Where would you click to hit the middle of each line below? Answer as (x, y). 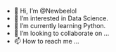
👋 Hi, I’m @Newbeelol (45, 11)
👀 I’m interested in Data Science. (61, 18)
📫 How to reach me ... (46, 41)
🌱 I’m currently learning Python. (60, 26)
